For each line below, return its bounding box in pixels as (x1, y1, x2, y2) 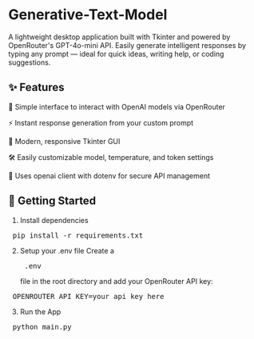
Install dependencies (19, 215, 89, 225)
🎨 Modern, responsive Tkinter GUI (8, 136, 121, 146)
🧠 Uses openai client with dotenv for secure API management (8, 170, 210, 181)
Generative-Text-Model (8, 6, 168, 24)
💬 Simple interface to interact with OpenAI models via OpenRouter (8, 102, 226, 111)
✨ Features (8, 81, 65, 94)
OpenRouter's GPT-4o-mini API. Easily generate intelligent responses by (8, 40, 246, 50)
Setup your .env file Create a (19, 245, 114, 255)
